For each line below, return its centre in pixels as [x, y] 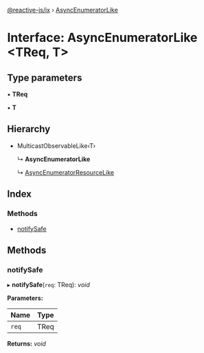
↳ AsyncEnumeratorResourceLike [66, 172]
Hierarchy [29, 129]
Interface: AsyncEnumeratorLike [102, 38]
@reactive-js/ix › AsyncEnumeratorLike [63, 10]
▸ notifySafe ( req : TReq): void [49, 285]
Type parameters [45, 77]
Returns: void [27, 344]
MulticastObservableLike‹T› [56, 146]
